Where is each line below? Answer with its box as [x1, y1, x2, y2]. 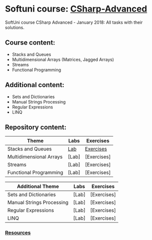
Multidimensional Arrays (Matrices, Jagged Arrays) [12, 57, 114, 62]
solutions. [5, 24, 25, 30]
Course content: [5, 39, 56, 47]
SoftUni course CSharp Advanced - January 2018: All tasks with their [5, 19, 143, 25]
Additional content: [5, 81, 64, 89]
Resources [5, 229, 31, 236]
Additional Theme [16, 183, 59, 190]
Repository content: [5, 123, 67, 131]
